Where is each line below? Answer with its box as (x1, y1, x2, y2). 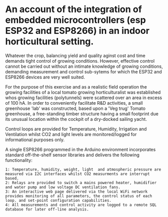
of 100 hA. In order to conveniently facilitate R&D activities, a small (5, 100, 143, 106)
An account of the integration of (5, 4, 142, 15)
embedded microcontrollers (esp (5, 14, 146, 26)
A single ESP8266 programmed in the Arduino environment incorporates (5, 146, 156, 152)
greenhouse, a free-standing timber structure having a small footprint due (5, 110, 159, 117)
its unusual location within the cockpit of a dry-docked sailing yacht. (5, 116, 147, 122)
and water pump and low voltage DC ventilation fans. (5, 185, 121, 190)
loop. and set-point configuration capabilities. (5, 198, 112, 203)
